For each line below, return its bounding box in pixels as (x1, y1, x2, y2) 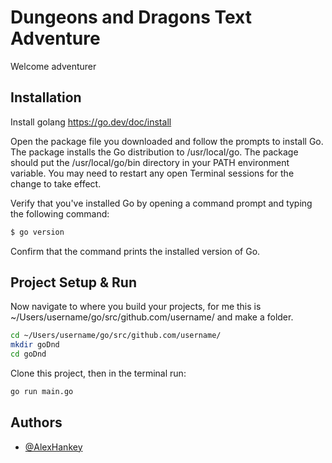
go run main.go (10, 387, 74, 397)
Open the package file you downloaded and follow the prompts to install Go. (10, 135, 324, 147)
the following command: (10, 207, 110, 220)
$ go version (10, 227, 65, 237)
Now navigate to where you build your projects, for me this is (10, 301, 262, 313)
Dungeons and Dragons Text (10, 6, 252, 29)
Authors (10, 414, 63, 431)
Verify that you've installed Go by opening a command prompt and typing (10, 197, 313, 209)
